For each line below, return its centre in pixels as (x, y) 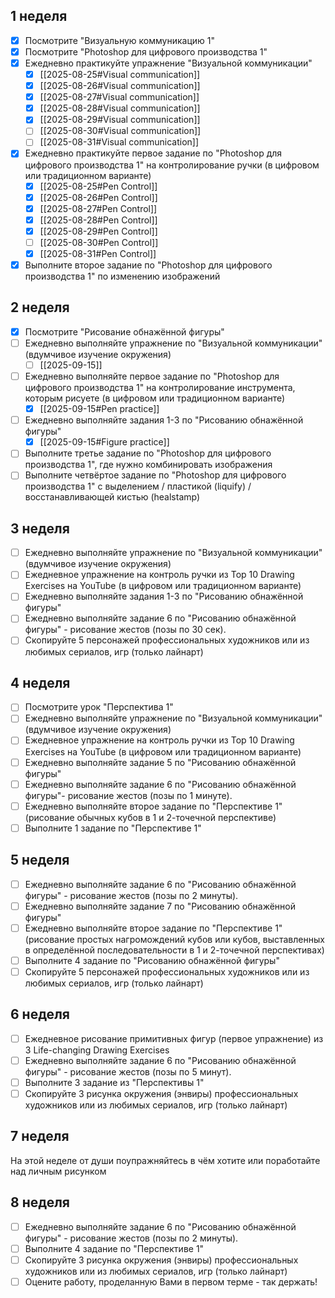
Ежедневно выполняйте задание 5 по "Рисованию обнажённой (160, 762)
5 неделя (40, 860)
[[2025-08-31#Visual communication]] (119, 142)
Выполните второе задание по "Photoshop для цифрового (148, 265)
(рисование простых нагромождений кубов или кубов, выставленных (174, 939)
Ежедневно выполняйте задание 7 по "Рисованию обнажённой (160, 906)
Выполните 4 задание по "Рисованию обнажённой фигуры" (152, 960)
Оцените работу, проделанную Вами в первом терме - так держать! (171, 1281)
